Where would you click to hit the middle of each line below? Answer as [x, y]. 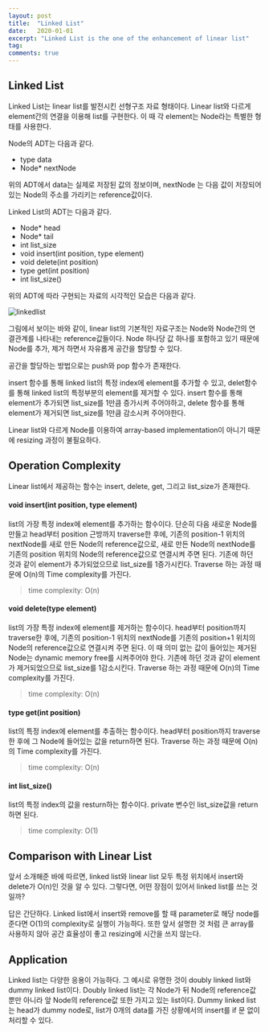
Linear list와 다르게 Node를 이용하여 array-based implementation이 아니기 [127, 430]
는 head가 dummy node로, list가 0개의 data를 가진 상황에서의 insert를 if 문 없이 [134, 1010]
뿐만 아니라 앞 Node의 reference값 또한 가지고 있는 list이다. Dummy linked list [132, 1000]
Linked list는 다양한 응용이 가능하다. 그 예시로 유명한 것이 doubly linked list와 [130, 980]
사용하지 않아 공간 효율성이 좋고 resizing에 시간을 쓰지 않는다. [105, 934]
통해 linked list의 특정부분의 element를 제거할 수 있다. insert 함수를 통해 [130, 393]
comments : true [34, 53]
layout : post [30, 16]
